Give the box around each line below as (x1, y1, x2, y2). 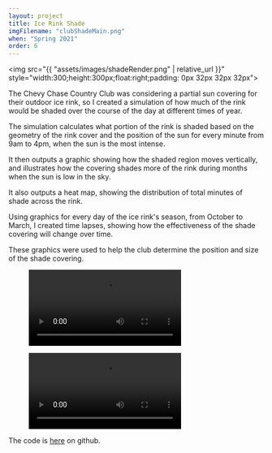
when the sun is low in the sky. (8, 172, 111, 182)
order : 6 (8, 42, 38, 50)
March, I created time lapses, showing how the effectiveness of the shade (8, 221, 256, 231)
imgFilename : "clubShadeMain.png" (8, 27, 126, 35)
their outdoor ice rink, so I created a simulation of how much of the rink (8, 97, 246, 107)
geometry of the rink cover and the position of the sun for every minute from (8, 131, 264, 140)
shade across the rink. (8, 196, 83, 206)
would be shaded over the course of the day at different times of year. (8, 106, 243, 116)
